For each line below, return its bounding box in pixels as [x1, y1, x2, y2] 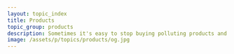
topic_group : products [7, 23, 74, 30]
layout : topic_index [7, 10, 68, 18]
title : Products [7, 17, 55, 24]
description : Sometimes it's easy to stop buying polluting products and [7, 29, 228, 37]
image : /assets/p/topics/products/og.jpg [7, 36, 130, 43]
